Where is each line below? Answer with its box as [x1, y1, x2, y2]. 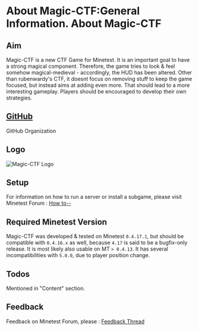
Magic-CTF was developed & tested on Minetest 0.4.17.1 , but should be [6, 233, 184, 240]
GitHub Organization [6, 127, 56, 135]
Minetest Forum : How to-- [6, 199, 71, 207]
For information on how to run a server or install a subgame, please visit [6, 193, 183, 201]
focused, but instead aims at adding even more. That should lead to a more [6, 82, 190, 89]
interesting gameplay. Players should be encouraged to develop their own [6, 88, 187, 95]
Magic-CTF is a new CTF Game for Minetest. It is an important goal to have [6, 57, 190, 63]
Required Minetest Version [6, 217, 107, 227]
